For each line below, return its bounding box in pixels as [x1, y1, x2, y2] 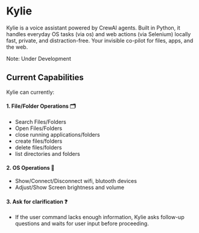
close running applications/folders [14, 131, 101, 138]
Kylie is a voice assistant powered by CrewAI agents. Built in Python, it [6, 24, 181, 31]
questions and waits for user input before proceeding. [14, 220, 149, 227]
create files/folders [14, 137, 63, 144]
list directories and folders [14, 150, 80, 157]
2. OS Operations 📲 [6, 164, 55, 171]
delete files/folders [14, 143, 62, 151]
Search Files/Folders [14, 118, 66, 125]
